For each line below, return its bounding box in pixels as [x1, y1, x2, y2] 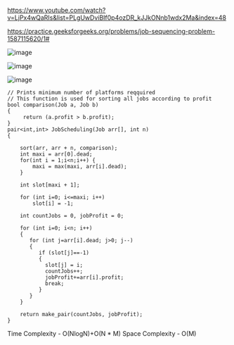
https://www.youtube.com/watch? [7, 6, 106, 14]
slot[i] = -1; [32, 200, 74, 207]
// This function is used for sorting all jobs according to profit [7, 95, 212, 102]
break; [44, 280, 65, 287]
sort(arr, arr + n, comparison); [20, 144, 118, 151]
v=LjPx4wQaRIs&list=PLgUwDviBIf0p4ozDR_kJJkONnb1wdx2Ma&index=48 [7, 13, 227, 22]
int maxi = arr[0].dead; [20, 151, 93, 158]
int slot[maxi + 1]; [20, 182, 80, 189]
